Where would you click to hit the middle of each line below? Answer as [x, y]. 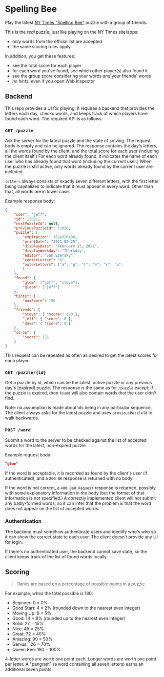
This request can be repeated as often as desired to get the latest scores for [82, 355]
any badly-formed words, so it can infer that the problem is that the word [78, 503]
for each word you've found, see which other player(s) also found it [80, 71]
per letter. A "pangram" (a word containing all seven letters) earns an [74, 664]
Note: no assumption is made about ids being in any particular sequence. [79, 408]
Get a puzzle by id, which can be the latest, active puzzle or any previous [79, 383]
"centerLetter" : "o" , [45, 260]
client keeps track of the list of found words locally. [57, 556]
